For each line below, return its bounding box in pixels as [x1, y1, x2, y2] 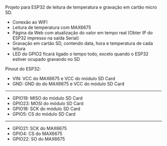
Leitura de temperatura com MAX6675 [12, 24, 91, 30]
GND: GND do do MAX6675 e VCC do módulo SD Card [12, 81, 125, 87]
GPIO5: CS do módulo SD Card [12, 111, 76, 117]
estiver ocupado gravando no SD [12, 56, 81, 62]
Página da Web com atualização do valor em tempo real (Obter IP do [12, 30, 153, 35]
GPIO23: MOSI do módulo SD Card [12, 101, 83, 106]
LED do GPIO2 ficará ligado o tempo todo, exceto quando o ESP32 [12, 51, 149, 57]
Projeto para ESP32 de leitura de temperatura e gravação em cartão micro [5, 4, 158, 10]
